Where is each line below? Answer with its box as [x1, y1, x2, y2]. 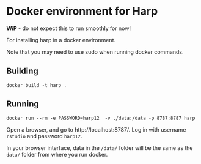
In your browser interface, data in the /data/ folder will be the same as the [6, 144, 193, 151]
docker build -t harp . [6, 82, 67, 88]
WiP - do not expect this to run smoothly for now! [6, 24, 131, 32]
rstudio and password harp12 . [6, 132, 82, 140]
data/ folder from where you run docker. [6, 151, 108, 158]
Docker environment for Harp [6, 4, 158, 18]
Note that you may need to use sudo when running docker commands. [6, 48, 185, 56]
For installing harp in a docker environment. [6, 36, 116, 43]
